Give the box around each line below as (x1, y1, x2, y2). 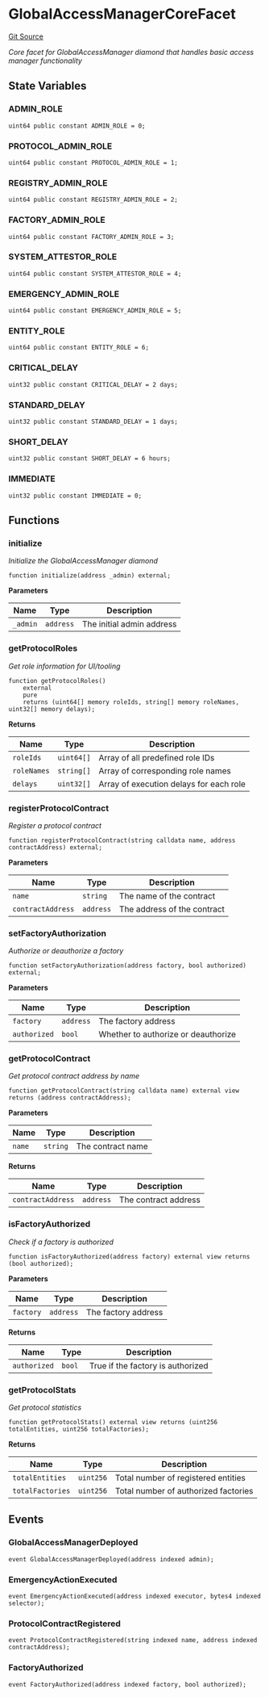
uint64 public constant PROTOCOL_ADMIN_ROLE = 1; (8, 158, 179, 166)
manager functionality (8, 56, 83, 65)
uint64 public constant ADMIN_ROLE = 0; (8, 122, 147, 130)
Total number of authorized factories (114, 1485, 254, 1497)
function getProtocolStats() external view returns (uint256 (8, 1418, 218, 1427)
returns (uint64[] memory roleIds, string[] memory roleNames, (23, 698, 240, 706)
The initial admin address (81, 618, 177, 630)
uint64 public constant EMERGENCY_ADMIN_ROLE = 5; (8, 307, 182, 315)
